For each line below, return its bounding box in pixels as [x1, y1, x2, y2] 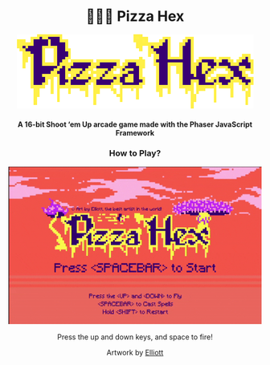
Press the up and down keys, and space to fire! [57, 332, 213, 342]
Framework [115, 128, 155, 137]
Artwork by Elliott [106, 347, 164, 357]
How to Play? [108, 148, 162, 159]
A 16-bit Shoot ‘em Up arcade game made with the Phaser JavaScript [17, 120, 253, 129]
